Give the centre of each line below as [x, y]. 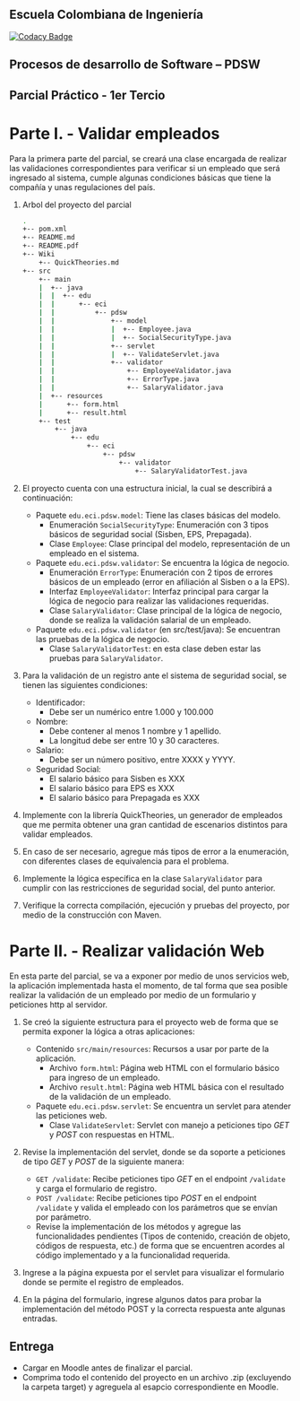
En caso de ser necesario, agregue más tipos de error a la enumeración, [155, 851]
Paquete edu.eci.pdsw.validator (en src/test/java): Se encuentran [158, 629]
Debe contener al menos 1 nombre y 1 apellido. [135, 731]
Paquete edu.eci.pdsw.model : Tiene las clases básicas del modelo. [158, 515]
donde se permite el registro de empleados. [103, 1282]
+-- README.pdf [51, 246]
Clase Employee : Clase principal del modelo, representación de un [170, 544]
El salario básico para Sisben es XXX [117, 779]
